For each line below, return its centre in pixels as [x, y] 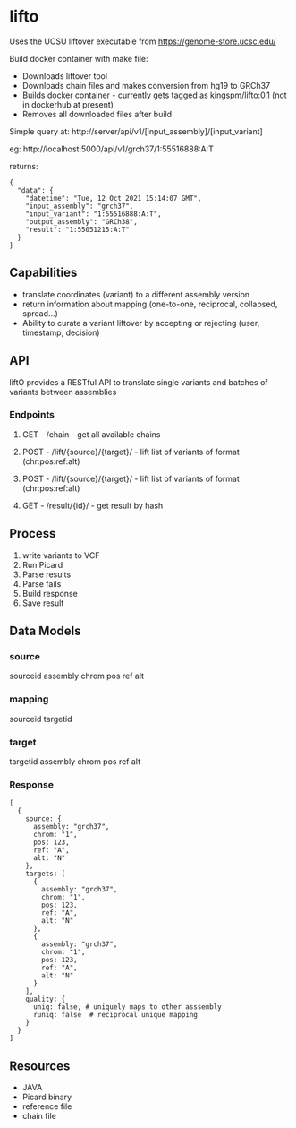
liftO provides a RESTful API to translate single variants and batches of [139, 382]
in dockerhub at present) [68, 104]
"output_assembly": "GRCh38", [82, 221]
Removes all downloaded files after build [97, 114]
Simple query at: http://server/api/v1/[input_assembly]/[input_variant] [136, 131]
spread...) [40, 313]
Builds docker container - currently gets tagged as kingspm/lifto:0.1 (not [155, 95]
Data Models [45, 631]
